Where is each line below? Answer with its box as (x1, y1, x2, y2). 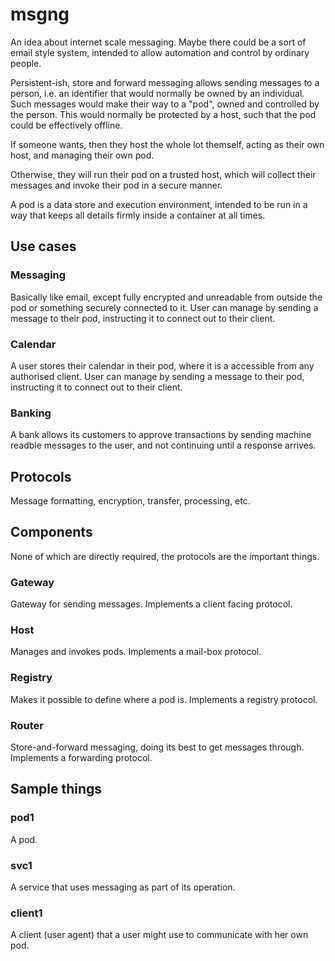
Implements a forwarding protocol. (10, 752, 153, 764)
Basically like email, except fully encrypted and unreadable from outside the (10, 291, 323, 303)
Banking (10, 406, 52, 420)
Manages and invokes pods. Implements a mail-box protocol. (10, 646, 262, 658)
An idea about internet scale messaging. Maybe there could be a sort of (10, 36, 307, 48)
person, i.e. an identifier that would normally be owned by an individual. (10, 87, 305, 99)
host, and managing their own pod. (10, 149, 155, 161)
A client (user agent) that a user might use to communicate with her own (10, 929, 309, 941)
